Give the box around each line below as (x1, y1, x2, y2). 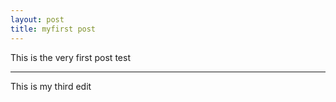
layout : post (10, 14, 65, 25)
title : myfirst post (10, 24, 97, 34)
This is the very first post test (10, 51, 131, 63)
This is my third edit (10, 80, 92, 92)
